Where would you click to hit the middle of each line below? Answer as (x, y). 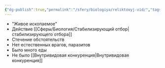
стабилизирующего (32, 34)
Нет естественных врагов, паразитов (51, 44)
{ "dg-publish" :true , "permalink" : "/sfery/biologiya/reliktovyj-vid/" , (78, 10)
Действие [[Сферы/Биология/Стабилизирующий (63, 29)
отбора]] (63, 34)
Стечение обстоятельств (38, 39)
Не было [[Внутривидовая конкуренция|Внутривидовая (70, 55)
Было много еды (29, 50)
